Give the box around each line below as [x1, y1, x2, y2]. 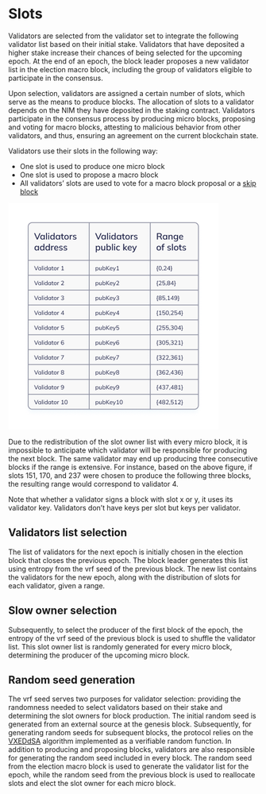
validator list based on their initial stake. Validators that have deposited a [8, 39, 245, 48]
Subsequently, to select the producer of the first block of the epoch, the [8, 625, 244, 634]
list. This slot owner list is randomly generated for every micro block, [8, 642, 233, 651]
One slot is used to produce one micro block [19, 161, 165, 171]
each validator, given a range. [8, 580, 106, 590]
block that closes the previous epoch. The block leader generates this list [8, 555, 249, 565]
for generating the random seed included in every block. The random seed [8, 754, 253, 763]
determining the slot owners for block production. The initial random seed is [8, 711, 256, 721]
